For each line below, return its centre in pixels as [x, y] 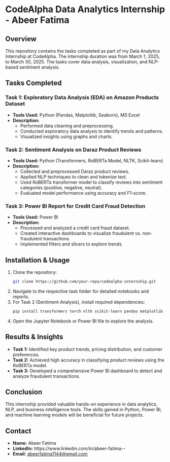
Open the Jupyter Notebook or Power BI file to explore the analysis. [83, 321]
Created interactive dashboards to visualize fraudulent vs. [81, 233]
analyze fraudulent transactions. [46, 376]
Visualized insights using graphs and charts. [66, 136]
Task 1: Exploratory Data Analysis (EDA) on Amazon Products [82, 97]
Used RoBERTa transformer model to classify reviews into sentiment [91, 182]
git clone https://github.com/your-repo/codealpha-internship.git [84, 282]
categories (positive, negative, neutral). [61, 187]
